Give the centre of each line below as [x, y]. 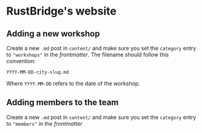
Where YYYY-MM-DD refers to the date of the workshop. [73, 84]
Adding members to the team [62, 102]
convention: [21, 61]
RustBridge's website [62, 11]
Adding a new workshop [53, 34]
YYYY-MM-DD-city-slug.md [38, 72]
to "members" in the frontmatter [45, 123]
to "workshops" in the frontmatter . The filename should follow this [88, 55]
